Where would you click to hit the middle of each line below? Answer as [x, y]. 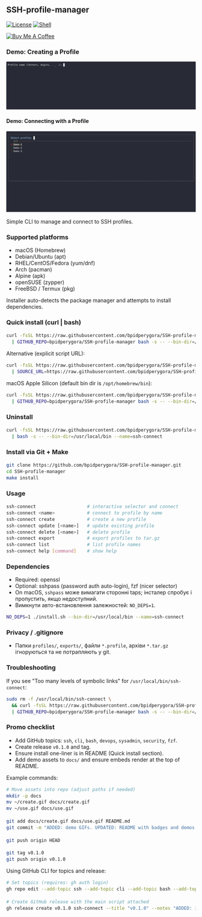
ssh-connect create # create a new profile [76, 519]
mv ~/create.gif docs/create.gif [48, 802]
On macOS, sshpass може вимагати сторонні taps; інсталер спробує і [103, 593]
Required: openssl [37, 580]
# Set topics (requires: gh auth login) [58, 883]
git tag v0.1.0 [25, 853]
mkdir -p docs [24, 796]
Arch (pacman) [33, 269]
